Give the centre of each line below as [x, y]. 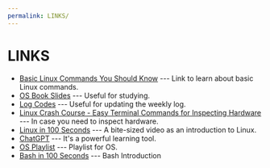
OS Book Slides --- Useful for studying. [85, 95]
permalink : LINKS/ [38, 16]
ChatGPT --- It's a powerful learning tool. [87, 138]
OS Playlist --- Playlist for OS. [69, 147]
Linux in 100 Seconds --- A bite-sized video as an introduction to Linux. [138, 129]
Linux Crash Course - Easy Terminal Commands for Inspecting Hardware [140, 112]
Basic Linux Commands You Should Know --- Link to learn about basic [136, 78]
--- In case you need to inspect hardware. [89, 121]
